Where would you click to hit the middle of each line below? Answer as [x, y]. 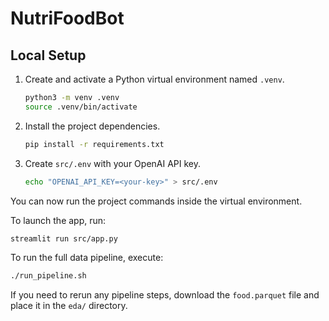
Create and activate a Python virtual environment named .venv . [154, 79]
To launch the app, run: [58, 220]
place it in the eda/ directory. [69, 306]
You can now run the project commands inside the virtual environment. [156, 201]
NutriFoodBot [67, 18]
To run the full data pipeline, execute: [87, 258]
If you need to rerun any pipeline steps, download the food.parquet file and [165, 295]
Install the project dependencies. [92, 126]
